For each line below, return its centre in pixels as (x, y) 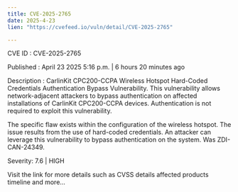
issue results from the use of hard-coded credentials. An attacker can (109, 132)
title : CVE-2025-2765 (39, 14)
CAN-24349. (26, 147)
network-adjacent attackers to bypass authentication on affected (102, 96)
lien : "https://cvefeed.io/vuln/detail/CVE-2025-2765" (90, 27)
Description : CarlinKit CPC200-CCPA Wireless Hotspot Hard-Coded (108, 81)
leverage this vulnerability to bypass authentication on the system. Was (112, 140)
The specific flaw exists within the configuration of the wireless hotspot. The (119, 125)
